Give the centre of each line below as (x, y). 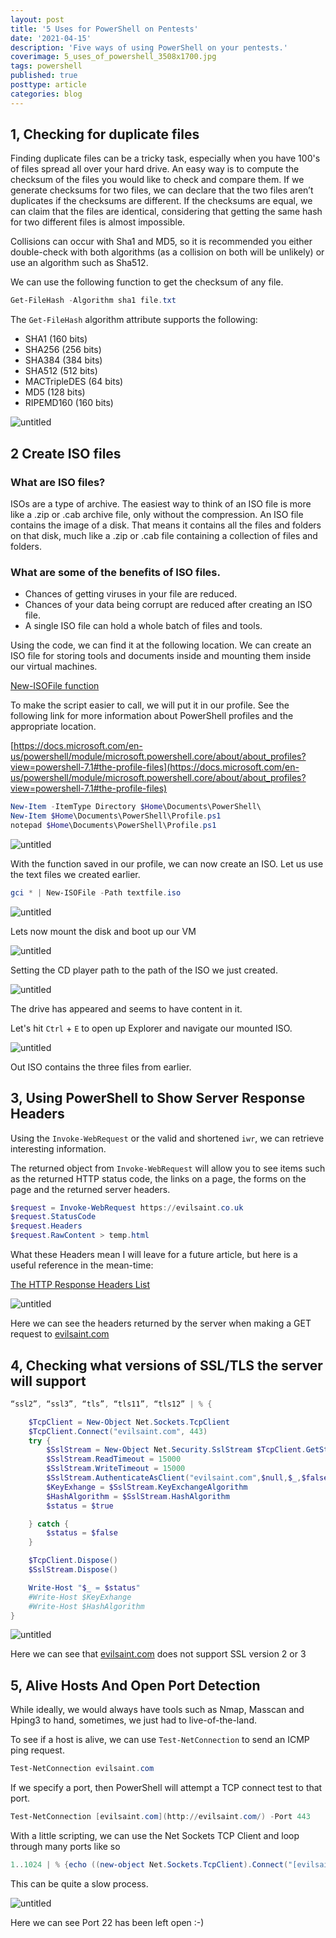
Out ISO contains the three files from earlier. (101, 1067)
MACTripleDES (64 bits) (74, 382)
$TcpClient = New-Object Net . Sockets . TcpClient (129, 1422)
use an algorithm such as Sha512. (79, 263)
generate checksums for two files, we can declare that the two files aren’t (162, 190)
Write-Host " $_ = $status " (84, 1587)
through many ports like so (65, 1846)
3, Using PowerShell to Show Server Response (158, 1098)
